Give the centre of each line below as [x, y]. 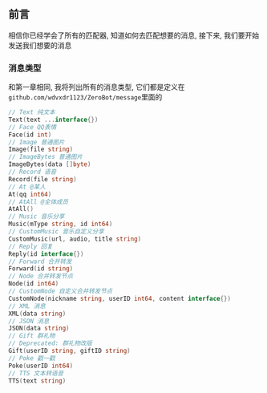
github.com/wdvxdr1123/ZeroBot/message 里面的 [85, 97]
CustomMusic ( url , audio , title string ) [75, 239]
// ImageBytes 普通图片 [45, 157]
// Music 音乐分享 [36, 217]
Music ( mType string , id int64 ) [61, 224]
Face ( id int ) [30, 135]
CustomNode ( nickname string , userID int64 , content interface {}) [119, 298]
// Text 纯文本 [32, 112]
